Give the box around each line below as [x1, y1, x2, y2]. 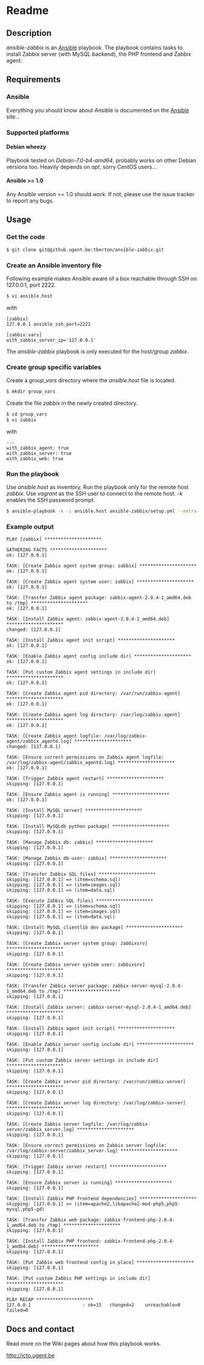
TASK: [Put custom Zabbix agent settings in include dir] [6, 669, 156, 675]
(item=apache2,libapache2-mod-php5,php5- [73, 1201, 181, 1207]
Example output [6, 522, 54, 531]
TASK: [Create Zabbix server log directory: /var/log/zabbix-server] [6, 1100, 186, 1106]
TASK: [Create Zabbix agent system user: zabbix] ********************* [6, 579, 194, 585]
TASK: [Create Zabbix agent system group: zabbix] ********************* [6, 563, 197, 569]
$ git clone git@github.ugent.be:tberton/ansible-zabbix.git [6, 247, 165, 253]
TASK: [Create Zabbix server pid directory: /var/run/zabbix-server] [6, 1079, 186, 1085]
